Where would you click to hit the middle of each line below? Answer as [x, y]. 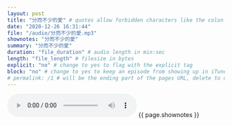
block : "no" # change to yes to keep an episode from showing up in [108, 71]
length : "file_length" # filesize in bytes [71, 59]
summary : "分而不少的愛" [40, 46]
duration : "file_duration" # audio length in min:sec [86, 53]
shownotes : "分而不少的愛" [43, 39]
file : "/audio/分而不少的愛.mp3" [52, 33]
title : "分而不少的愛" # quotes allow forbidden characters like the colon [115, 20]
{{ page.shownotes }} [168, 115]
